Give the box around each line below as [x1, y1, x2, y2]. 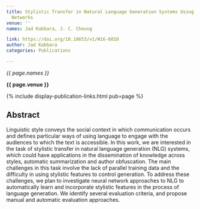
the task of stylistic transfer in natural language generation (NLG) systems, [6, 145, 190, 152]
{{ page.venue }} [6, 80, 50, 88]
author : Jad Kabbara [6, 42, 58, 48]
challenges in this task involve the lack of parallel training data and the [6, 164, 180, 171]
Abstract [6, 110, 40, 120]
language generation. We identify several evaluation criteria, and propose [6, 190, 187, 197]
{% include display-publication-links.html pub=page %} [6, 92, 144, 100]
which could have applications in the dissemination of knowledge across [6, 151, 186, 159]
